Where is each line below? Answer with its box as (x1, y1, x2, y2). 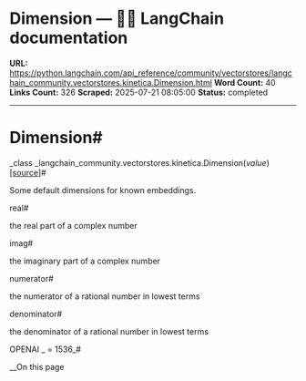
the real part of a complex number (9, 220, 138, 231)
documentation (9, 27, 128, 48)
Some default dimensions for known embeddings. (9, 184, 197, 195)
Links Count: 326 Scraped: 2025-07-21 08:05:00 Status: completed (9, 87, 269, 98)
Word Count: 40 (213, 77, 276, 88)
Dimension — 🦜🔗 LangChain (9, 8, 225, 29)
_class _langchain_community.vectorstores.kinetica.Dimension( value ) (9, 157, 270, 168)
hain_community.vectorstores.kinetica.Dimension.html (9, 77, 212, 88)
